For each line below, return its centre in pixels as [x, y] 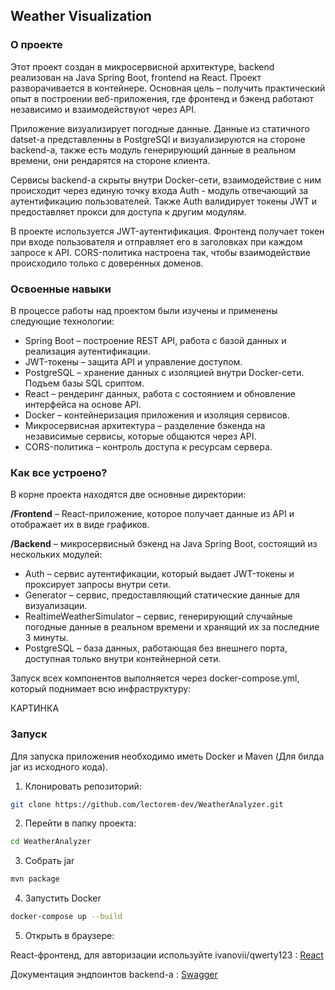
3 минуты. [46, 638]
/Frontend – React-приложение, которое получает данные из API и [152, 514]
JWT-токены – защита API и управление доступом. [133, 361]
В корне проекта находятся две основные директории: [128, 495]
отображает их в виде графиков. [80, 525]
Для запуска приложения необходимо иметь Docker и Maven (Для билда [167, 756]
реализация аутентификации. [87, 351]
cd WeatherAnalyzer [51, 842]
